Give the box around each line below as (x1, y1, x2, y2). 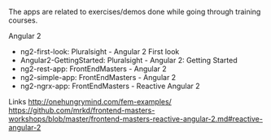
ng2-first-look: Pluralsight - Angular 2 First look (20, 47, 180, 56)
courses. (8, 15, 38, 25)
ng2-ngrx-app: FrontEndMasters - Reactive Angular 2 (20, 81, 201, 91)
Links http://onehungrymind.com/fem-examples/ (8, 97, 173, 106)
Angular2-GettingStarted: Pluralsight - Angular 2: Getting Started (20, 56, 238, 65)
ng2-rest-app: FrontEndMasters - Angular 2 (20, 64, 167, 74)
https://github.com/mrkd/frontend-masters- (8, 105, 155, 115)
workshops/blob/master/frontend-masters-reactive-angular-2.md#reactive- (8, 114, 263, 124)
